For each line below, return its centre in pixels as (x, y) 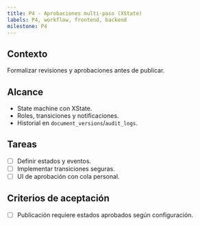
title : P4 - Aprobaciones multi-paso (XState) (75, 13)
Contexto (27, 54)
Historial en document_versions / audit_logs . (77, 123)
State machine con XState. (54, 108)
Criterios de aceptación (58, 198)
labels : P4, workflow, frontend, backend (67, 20)
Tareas (22, 145)
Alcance (25, 92)
